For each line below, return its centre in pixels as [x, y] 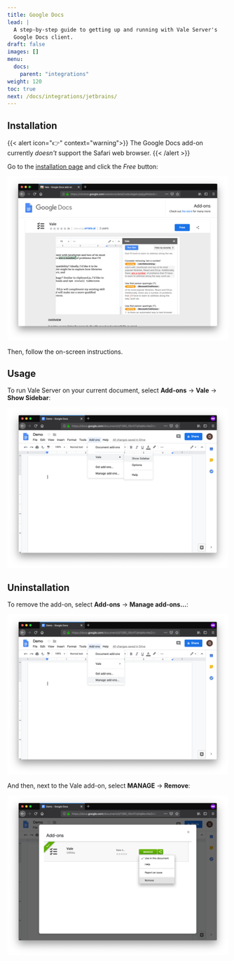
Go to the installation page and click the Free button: [83, 167]
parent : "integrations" [55, 74]
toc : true [22, 89]
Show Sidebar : [29, 398]
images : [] [23, 52]
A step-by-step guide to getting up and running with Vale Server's [116, 29]
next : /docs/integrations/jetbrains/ [62, 96]
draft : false [26, 45]
